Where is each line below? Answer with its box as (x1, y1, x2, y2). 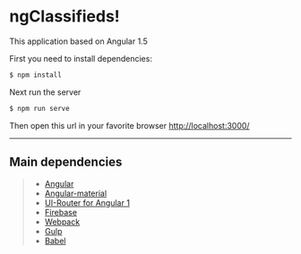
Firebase (44, 207, 78, 217)
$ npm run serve (9, 104, 70, 113)
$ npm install (9, 70, 63, 80)
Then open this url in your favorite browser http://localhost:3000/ (9, 120, 250, 131)
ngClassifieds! (9, 6, 121, 27)
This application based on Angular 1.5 (9, 36, 148, 47)
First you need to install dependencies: (9, 53, 152, 63)
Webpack (44, 216, 81, 227)
